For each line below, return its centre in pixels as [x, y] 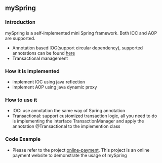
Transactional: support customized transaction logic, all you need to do [84, 116]
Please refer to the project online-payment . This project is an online [81, 150]
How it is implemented [33, 71]
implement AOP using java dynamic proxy [55, 87]
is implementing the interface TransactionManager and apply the [78, 121]
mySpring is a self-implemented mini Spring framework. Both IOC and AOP [81, 33]
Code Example [23, 139]
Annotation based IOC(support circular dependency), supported [78, 48]
